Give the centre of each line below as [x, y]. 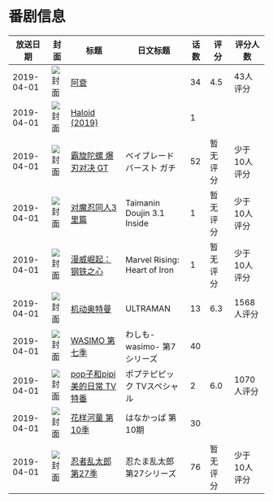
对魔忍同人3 [93, 207]
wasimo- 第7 [151, 346]
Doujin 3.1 [145, 213]
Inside [137, 223]
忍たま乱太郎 [150, 461]
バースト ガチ [151, 167]
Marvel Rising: [153, 259]
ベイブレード [150, 155]
